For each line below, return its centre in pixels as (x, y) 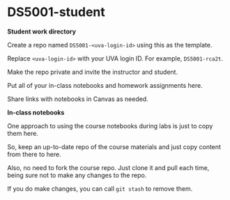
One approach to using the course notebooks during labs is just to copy (110, 125)
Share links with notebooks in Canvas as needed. (78, 99)
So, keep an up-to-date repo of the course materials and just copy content (114, 146)
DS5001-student (56, 12)
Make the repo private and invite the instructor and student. (93, 72)
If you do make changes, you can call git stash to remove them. (100, 188)
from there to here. (34, 154)
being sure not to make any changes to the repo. (77, 175)
